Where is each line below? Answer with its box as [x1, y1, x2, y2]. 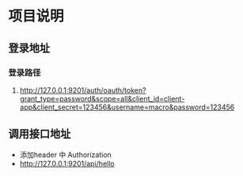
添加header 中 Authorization [19, 150, 112, 159]
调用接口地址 [8, 128, 71, 141]
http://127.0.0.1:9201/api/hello [19, 159, 115, 168]
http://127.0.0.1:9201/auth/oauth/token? [19, 85, 146, 95]
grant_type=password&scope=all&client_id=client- [19, 94, 185, 103]
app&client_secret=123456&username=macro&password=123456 [19, 102, 235, 112]
